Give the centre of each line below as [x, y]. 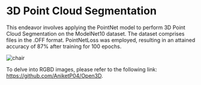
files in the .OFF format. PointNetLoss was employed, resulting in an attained [101, 40]
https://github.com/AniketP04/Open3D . [55, 75]
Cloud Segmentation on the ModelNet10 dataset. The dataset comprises [95, 33]
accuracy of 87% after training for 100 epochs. [64, 46]
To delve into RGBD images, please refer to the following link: [82, 69]
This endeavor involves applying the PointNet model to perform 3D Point [96, 27]
